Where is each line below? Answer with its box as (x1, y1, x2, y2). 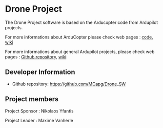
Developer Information (5, 68, 76, 76)
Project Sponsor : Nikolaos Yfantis (5, 108, 74, 114)
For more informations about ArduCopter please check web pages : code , (5, 34, 154, 40)
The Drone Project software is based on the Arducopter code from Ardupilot (5, 19, 158, 25)
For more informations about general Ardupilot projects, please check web (5, 49, 155, 55)
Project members (5, 95, 59, 103)
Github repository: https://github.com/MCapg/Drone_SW (12, 81, 126, 87)
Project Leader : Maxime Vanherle (5, 117, 73, 123)
